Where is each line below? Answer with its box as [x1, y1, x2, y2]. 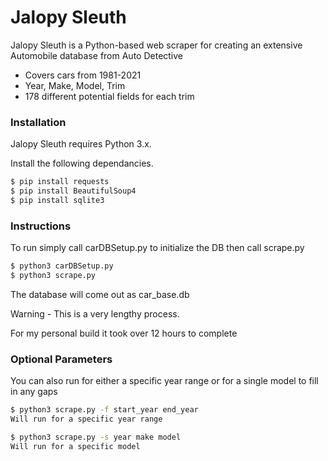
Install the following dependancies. [10, 157, 154, 170]
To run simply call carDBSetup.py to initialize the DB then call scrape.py [10, 242, 305, 254]
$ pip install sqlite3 [10, 195, 105, 205]
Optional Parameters [10, 352, 113, 366]
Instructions [10, 219, 72, 233]
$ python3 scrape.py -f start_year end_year [10, 405, 199, 415]
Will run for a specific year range [10, 414, 163, 425]
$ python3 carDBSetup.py [10, 261, 114, 271]
